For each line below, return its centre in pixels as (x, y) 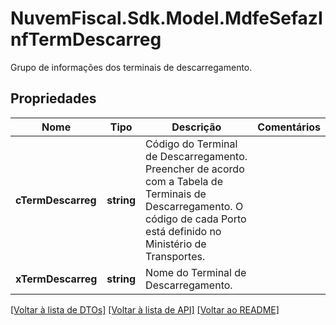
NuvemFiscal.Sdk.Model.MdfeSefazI (166, 18)
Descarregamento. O (194, 206)
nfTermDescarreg (86, 39)
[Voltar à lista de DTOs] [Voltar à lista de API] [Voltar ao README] (145, 309)
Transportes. (175, 256)
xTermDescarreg (56, 279)
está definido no (183, 231)
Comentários (289, 127)
